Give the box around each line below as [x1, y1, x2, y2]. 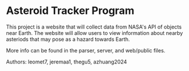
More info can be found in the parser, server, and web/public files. [6, 47, 166, 54]
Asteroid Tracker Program [6, 4, 135, 17]
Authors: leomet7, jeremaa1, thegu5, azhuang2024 [6, 58, 128, 65]
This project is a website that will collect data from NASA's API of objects [6, 23, 182, 30]
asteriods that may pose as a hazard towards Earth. [6, 35, 130, 42]
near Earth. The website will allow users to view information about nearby [6, 29, 183, 36]
